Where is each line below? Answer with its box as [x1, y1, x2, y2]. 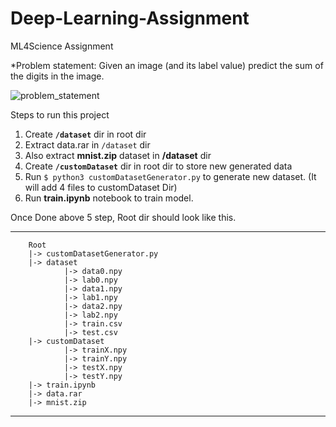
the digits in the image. [10, 70, 105, 82]
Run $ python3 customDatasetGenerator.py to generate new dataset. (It [24, 170, 317, 182]
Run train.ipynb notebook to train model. [24, 192, 194, 204]
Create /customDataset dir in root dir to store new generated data [24, 160, 293, 172]
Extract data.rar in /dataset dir [24, 138, 151, 151]
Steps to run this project [10, 108, 110, 121]
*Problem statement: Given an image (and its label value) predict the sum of [10, 59, 324, 71]
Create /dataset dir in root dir [24, 128, 147, 140]
